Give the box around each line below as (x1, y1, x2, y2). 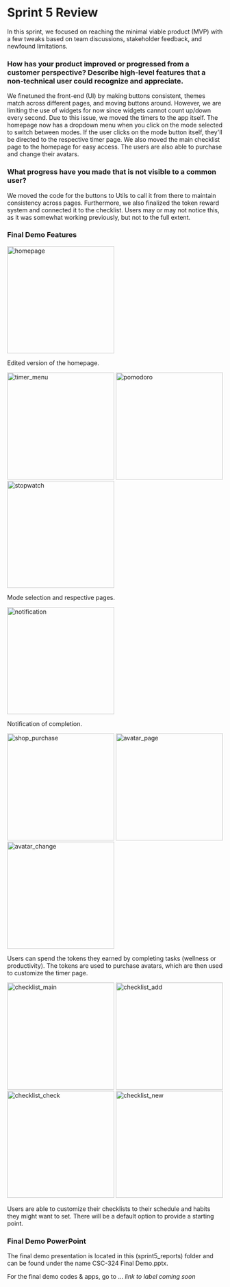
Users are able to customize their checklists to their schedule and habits (7, 1204, 211, 1213)
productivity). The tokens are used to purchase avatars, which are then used (7, 961, 223, 970)
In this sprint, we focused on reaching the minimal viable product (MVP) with (7, 27, 223, 36)
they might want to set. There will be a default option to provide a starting (7, 1212, 214, 1220)
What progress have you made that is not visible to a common (7, 167, 217, 177)
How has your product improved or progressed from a (7, 59, 190, 68)
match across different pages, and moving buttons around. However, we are (7, 99, 222, 108)
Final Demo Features (7, 230, 77, 240)
